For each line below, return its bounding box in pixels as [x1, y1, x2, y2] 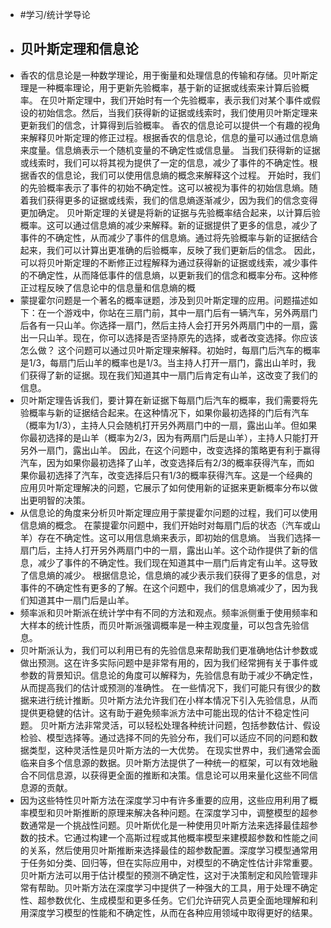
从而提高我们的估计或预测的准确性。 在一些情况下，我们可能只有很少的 [19, 681, 312, 693]
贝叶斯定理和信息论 [19, 41, 139, 58]
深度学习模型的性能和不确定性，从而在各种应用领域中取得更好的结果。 [28, 906, 318, 918]
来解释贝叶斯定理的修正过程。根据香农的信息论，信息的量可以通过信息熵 [19, 131, 318, 143]
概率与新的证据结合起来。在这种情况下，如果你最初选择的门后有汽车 [28, 406, 310, 418]
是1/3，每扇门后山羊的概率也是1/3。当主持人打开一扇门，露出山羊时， [19, 356, 308, 368]
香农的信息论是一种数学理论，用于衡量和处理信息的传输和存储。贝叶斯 [19, 69, 310, 81]
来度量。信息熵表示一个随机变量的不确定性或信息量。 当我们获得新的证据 [19, 144, 321, 156]
